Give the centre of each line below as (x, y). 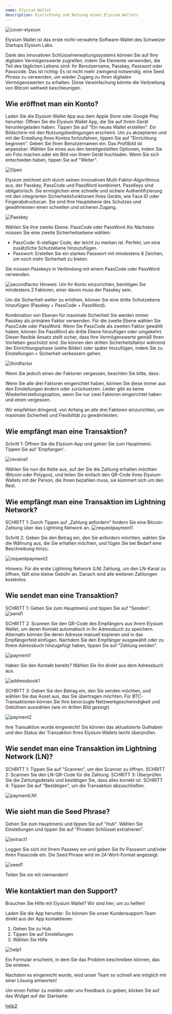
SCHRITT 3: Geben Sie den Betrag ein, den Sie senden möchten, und (78, 690)
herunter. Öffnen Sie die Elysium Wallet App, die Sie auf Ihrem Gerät (77, 122)
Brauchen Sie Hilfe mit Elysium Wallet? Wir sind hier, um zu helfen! (75, 903)
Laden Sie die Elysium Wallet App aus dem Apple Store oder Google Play (82, 116)
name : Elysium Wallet (28, 10)
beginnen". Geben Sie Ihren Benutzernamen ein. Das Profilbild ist (74, 144)
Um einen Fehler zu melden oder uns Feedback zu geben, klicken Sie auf (82, 990)
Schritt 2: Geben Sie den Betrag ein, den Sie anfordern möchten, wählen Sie (85, 538)
